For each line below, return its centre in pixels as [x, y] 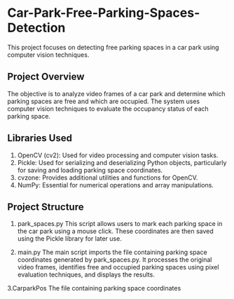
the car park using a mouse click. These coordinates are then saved [115, 231]
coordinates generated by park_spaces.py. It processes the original [115, 260]
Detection [36, 28]
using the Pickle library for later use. [70, 239]
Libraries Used [40, 138]
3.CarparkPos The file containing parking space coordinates [94, 288]
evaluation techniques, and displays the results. [86, 274]
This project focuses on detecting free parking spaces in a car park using [113, 47]
